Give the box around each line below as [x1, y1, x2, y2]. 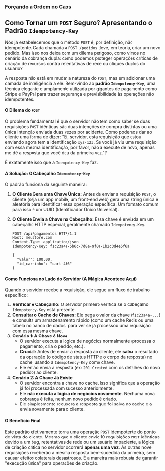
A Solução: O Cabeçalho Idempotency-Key [5, 170, 90, 176]
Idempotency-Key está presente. [12, 307, 76, 313]
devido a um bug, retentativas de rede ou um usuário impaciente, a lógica [5, 439, 155, 445]
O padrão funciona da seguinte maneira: [5, 181, 87, 188]
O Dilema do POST [5, 107, 40, 113]
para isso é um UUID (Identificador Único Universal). [12, 207, 119, 213]
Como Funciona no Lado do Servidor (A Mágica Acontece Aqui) [5, 276, 137, 282]
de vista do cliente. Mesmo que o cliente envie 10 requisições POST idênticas [5, 434, 160, 439]
